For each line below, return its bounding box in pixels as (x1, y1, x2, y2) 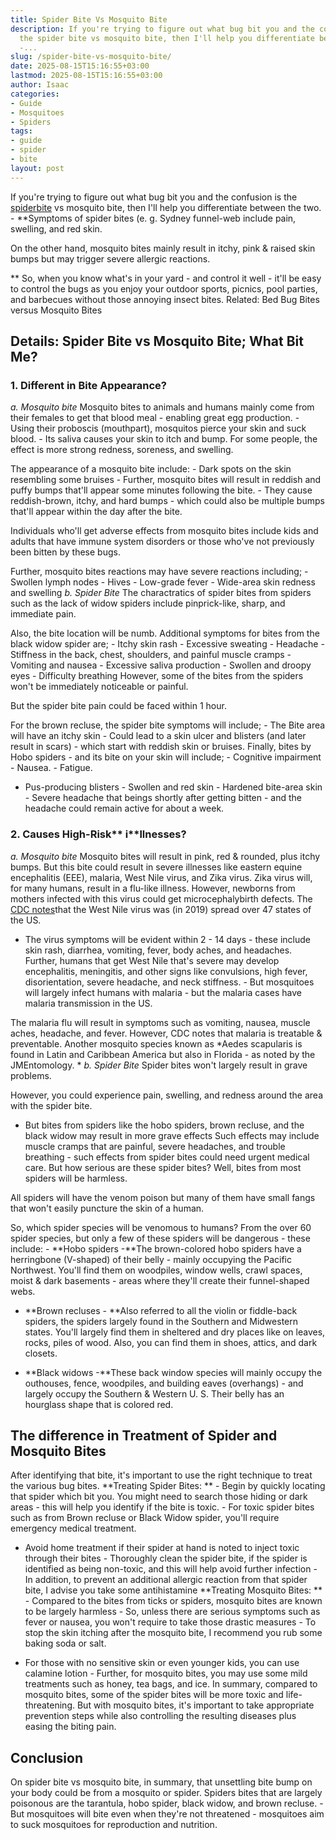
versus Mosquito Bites (10, 304, 103, 316)
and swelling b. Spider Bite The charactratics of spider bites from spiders (10, 587, 312, 599)
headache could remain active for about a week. (24, 802, 225, 815)
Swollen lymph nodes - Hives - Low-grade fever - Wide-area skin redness (10, 576, 316, 588)
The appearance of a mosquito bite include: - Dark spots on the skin (10, 463, 292, 475)
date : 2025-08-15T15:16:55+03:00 (10, 61, 150, 71)
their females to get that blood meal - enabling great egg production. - (10, 412, 300, 424)
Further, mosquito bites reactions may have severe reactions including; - (10, 566, 309, 578)
